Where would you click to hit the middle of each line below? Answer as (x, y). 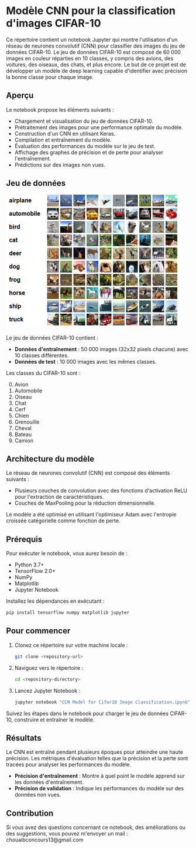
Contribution (30, 813)
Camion (24, 440)
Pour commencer (38, 631)
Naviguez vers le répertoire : (49, 667)
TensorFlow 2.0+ (35, 571)
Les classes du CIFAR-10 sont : (43, 373)
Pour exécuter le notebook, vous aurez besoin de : (67, 553)
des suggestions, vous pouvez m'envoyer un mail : (67, 834)
